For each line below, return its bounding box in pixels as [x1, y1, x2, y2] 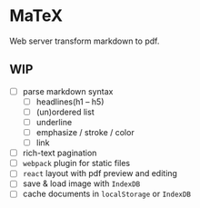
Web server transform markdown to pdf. [9, 35, 160, 46]
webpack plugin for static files [22, 158, 130, 169]
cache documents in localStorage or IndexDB [22, 188, 192, 200]
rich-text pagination [22, 147, 97, 159]
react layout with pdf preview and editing [22, 168, 177, 179]
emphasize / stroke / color [35, 127, 135, 137]
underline [35, 116, 73, 127]
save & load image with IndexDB [22, 178, 141, 189]
